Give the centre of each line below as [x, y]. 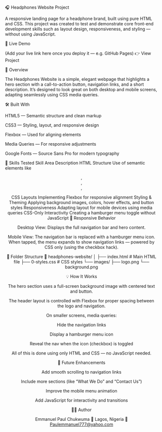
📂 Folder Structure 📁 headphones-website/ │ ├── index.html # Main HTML [81, 257]
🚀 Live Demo [18, 44]
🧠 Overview [16, 70]
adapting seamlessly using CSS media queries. [52, 95]
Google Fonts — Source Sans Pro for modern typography [62, 153]
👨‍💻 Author [81, 410]
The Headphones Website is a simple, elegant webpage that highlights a [77, 79]
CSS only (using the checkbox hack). [81, 247]
